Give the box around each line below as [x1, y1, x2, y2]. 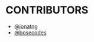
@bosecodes [14, 29, 47, 36]
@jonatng [14, 23, 38, 30]
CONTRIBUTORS [5, 3, 89, 17]
